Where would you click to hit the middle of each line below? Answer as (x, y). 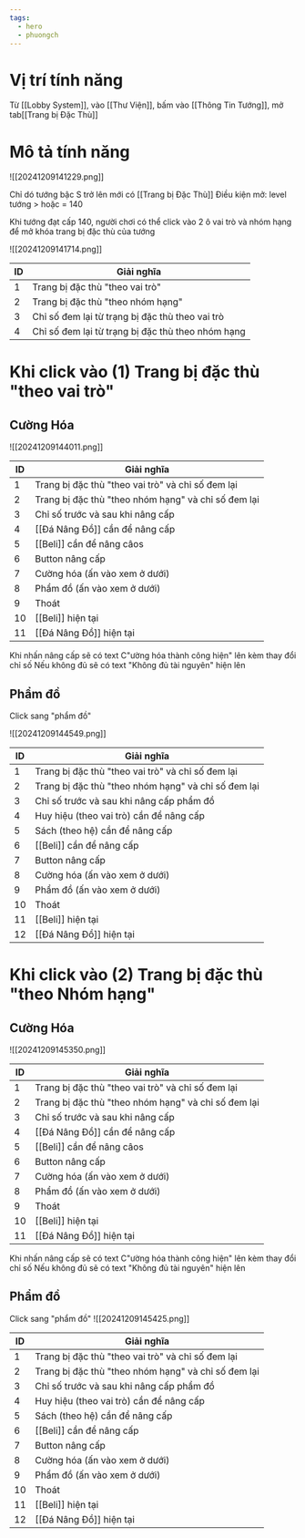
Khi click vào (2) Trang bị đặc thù (136, 975)
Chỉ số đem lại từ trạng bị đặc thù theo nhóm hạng (139, 332)
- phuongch (38, 35)
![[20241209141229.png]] (57, 177)
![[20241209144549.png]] (58, 734)
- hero (30, 26)
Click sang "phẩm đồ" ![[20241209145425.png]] (100, 1318)
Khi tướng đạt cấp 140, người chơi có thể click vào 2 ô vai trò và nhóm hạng (151, 222)
